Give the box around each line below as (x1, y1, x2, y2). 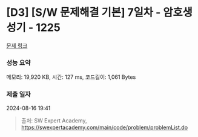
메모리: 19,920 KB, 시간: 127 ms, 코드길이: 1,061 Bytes (6, 73, 136, 81)
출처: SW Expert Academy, (21, 116, 87, 124)
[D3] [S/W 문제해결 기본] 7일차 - (6, 5, 161, 19)
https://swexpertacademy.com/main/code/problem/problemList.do (21, 124, 188, 131)
